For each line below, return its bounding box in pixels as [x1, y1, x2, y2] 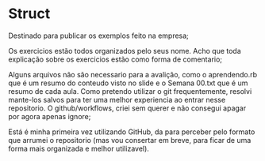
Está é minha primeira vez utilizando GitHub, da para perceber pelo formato [8, 127, 255, 137]
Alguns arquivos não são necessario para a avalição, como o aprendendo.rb [8, 69, 258, 79]
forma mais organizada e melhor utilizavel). [8, 144, 149, 153]
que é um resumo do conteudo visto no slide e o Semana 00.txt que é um [8, 78, 248, 88]
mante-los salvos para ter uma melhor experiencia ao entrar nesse [8, 95, 226, 104]
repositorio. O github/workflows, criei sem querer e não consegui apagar [8, 103, 247, 113]
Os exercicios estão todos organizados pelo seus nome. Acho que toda [8, 46, 242, 55]
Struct [8, 5, 51, 23]
